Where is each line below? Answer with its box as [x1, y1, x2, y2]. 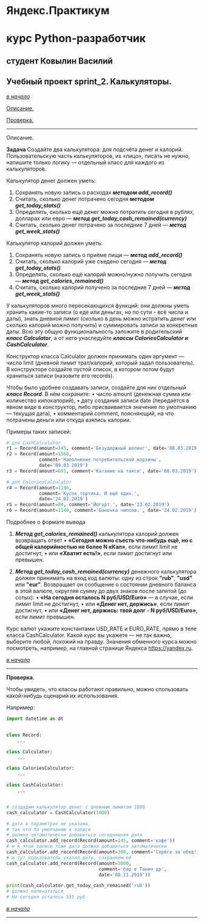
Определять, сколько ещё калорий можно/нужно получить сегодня [15, 271, 192, 278]
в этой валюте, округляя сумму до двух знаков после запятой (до [15, 588, 187, 595]
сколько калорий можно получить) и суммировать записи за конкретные [6, 321, 198, 329]
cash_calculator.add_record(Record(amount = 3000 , [6, 860, 132, 866]
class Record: [6, 732, 42, 738]
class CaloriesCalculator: [6, 766, 75, 772]
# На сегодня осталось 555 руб [6, 894, 86, 900]
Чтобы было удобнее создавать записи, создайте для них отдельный [6, 383, 186, 391]
